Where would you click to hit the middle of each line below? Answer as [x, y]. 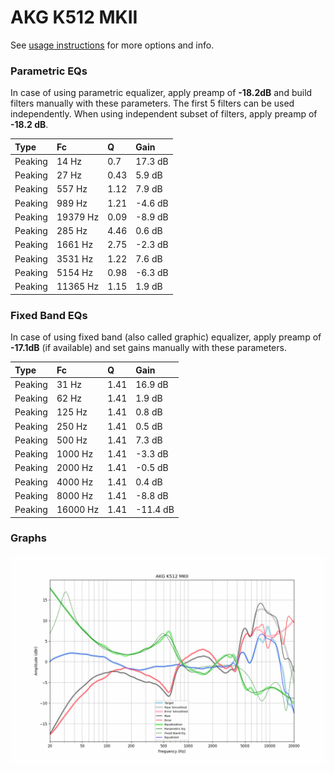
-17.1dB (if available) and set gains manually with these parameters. [148, 348]
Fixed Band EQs [49, 315]
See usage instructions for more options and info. [112, 45]
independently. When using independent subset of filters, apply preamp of [164, 114]
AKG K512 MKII [74, 17]
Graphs [28, 538]
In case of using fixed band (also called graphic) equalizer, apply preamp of [166, 337]
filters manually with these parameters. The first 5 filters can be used [152, 103]
